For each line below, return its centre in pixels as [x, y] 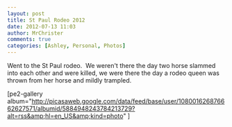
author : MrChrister [35, 33]
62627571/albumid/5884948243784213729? [71, 109]
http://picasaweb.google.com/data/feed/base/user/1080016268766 [128, 101]
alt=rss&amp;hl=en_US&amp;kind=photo [65, 116]
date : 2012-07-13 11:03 [42, 26]
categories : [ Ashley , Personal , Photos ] [67, 46]
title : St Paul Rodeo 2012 [46, 20]
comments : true [29, 40]
